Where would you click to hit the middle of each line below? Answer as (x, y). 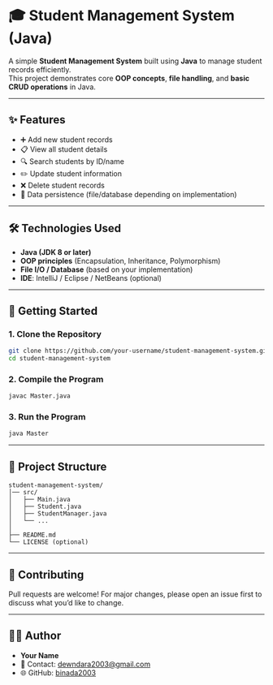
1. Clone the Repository (55, 334)
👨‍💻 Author (35, 636)
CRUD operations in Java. (52, 87)
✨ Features (37, 120)
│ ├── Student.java (45, 507)
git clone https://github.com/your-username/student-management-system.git (139, 351)
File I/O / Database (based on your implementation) (106, 269)
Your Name (39, 655)
